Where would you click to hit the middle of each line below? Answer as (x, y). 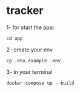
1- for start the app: (30, 27)
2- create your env (30, 50)
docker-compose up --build (40, 83)
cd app (15, 38)
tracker (25, 11)
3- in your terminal (29, 72)
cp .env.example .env (34, 61)
